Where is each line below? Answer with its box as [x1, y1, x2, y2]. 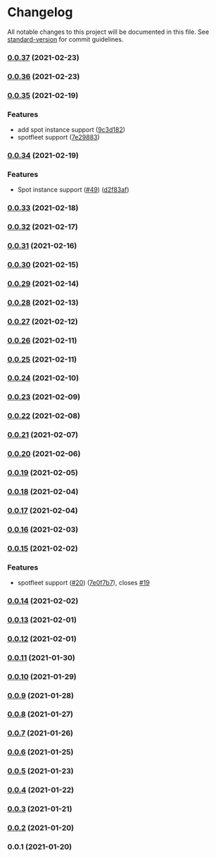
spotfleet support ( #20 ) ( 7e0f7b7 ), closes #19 [17, 579, 150, 587]
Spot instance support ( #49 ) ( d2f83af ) [17, 185, 129, 194]
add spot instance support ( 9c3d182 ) [17, 125, 125, 134]
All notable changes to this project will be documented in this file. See [7, 27, 210, 36]
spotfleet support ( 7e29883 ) [17, 133, 100, 141]
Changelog [7, 4, 73, 20]
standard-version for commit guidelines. [7, 35, 124, 43]
